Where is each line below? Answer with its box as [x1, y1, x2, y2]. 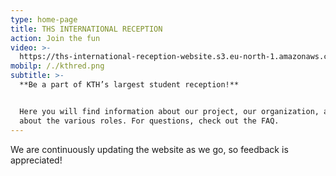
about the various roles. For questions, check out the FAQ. [19, 116, 280, 126]
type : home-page [10, 14, 78, 25]
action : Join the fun [10, 33, 101, 43]
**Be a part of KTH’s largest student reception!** [19, 80, 240, 90]
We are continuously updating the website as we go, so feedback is [10, 143, 289, 155]
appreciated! [10, 154, 63, 166]
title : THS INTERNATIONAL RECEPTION [10, 24, 163, 34]
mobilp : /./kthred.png [10, 61, 105, 71]
